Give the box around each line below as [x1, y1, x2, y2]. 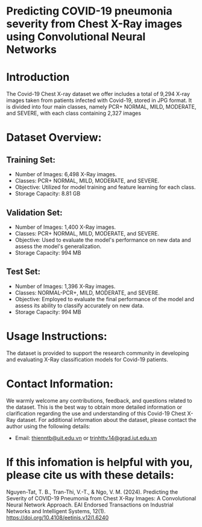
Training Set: [6, 155, 56, 165]
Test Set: [6, 267, 41, 277]
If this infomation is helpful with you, [6, 455, 193, 469]
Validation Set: [6, 207, 63, 218]
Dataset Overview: [6, 131, 102, 144]
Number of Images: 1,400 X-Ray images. [14, 223, 116, 231]
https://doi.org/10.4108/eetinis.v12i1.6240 [6, 514, 109, 521]
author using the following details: [6, 423, 90, 430]
